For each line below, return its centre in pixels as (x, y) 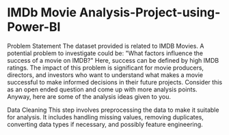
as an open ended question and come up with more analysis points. (102, 89)
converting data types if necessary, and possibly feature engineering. (105, 124)
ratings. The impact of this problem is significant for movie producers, (105, 67)
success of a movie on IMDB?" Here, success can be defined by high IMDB (113, 60)
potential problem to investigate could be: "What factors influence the (105, 53)
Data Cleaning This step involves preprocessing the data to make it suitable (113, 110)
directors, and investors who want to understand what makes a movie (105, 75)
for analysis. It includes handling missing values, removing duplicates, (105, 117)
